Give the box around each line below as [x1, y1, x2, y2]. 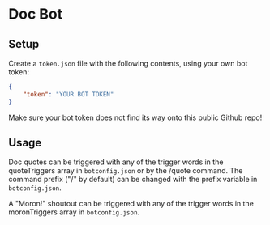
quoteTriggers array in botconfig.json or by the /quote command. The [8, 166, 243, 176]
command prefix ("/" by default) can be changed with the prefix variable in [8, 175, 258, 185]
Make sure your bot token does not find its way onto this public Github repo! [8, 112, 263, 122]
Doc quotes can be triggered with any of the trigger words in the [8, 157, 224, 167]
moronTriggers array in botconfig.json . [8, 207, 140, 217]
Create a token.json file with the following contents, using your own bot [8, 58, 248, 68]
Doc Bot [8, 5, 63, 23]
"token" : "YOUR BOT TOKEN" [23, 90, 114, 98]
